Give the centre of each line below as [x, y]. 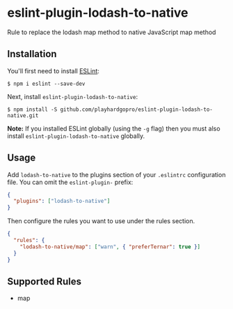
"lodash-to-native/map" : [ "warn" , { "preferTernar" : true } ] [110, 247]
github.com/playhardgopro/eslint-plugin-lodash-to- [137, 110]
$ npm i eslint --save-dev [46, 84]
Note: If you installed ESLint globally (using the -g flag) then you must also [114, 128]
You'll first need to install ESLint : [53, 70]
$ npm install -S [32, 110]
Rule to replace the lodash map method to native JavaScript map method [112, 32]
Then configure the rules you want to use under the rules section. [101, 221]
